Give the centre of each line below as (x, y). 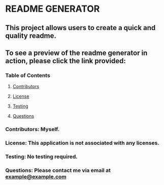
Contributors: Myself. (32, 129)
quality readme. (31, 35)
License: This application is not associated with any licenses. (83, 143)
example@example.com (36, 176)
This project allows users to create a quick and (80, 28)
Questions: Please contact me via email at (58, 170)
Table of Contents (28, 75)
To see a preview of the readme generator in (76, 53)
